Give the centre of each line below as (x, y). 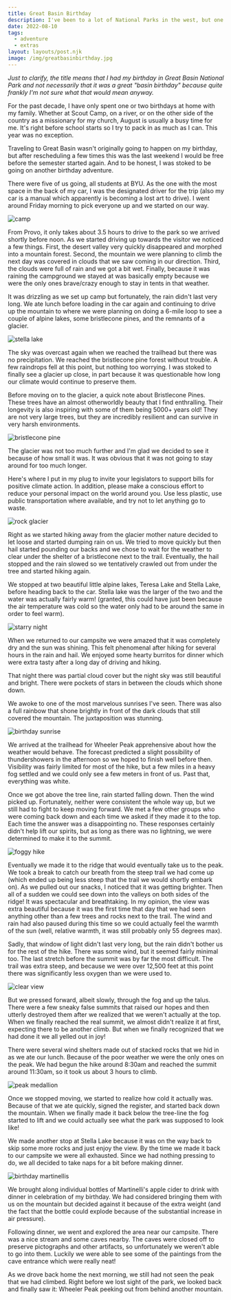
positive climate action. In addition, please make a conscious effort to (106, 486)
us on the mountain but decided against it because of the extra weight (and (114, 1204)
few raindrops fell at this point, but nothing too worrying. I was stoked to (110, 367)
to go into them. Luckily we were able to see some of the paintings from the (115, 1254)
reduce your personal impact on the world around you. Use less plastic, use (115, 493)
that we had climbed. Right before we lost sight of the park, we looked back (115, 1281)
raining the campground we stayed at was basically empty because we (108, 276)
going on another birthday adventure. (61, 170)
